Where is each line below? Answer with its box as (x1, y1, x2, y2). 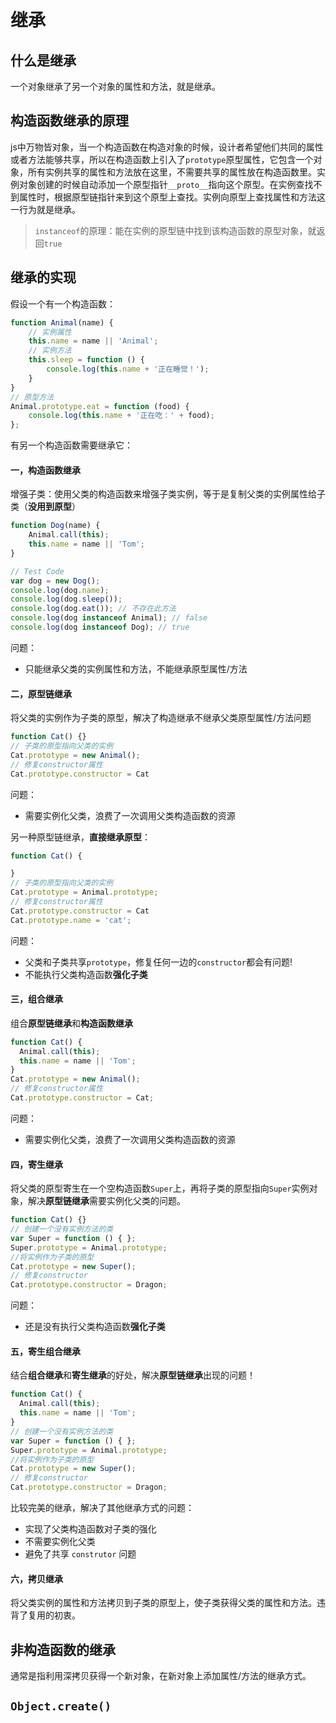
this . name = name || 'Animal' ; (28, 336, 159, 346)
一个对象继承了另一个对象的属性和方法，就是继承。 (10, 81, 221, 92)
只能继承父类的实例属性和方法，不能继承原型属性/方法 (24, 662, 248, 675)
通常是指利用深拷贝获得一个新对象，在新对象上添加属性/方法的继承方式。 (10, 1670, 312, 1682)
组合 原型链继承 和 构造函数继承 (10, 1017, 133, 1029)
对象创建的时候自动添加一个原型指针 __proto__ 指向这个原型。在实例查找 (18, 178, 314, 190)
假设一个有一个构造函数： (10, 297, 116, 310)
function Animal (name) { (10, 317, 114, 328)
